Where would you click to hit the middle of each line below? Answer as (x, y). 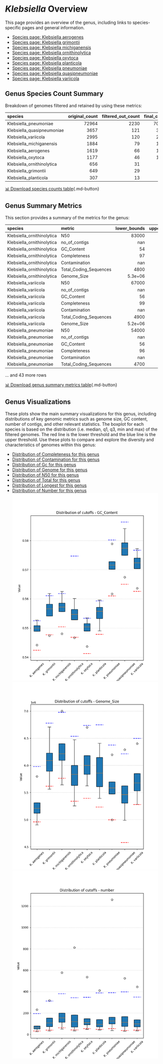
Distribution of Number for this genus (49, 490)
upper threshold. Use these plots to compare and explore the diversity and (80, 439)
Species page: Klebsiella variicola (46, 78)
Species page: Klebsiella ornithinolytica (51, 53)
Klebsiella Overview (47, 9)
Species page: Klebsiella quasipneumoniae (55, 73)
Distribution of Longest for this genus (49, 485)
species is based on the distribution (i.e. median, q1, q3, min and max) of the (81, 429)
